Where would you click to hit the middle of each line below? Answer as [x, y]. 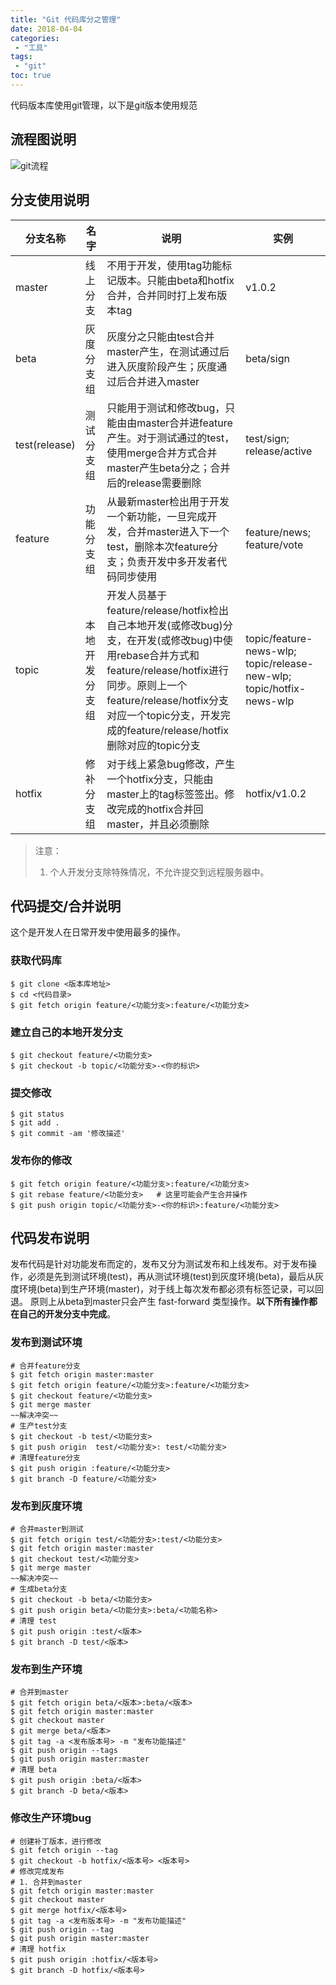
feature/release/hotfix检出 [168, 610]
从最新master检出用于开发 [168, 501]
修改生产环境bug [51, 1818]
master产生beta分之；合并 [168, 468]
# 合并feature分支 [45, 1366]
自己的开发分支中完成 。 [67, 1314]
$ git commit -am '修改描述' [68, 1134]
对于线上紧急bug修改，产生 [171, 764]
